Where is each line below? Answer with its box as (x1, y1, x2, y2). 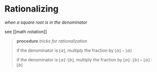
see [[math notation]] (4, 29, 47, 34)
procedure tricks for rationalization (16, 38, 87, 44)
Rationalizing (4, 3, 59, 14)
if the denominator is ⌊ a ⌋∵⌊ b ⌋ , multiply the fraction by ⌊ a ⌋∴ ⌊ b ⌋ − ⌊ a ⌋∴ (16, 57, 153, 62)
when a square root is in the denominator (4, 19, 87, 25)
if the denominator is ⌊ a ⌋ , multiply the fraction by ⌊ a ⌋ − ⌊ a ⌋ (16, 47, 132, 53)
